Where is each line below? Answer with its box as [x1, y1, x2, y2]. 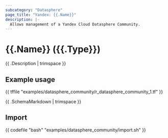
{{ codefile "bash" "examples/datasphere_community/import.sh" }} [5, 127, 147, 133]
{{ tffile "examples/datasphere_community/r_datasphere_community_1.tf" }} [5, 89, 163, 95]
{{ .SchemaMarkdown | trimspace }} [5, 99, 82, 104]
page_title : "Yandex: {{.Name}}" [5, 12, 77, 17]
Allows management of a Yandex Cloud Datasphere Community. [10, 21, 140, 27]
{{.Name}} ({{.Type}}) [5, 44, 101, 55]
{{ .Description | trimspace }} [5, 61, 66, 67]
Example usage [5, 75, 55, 84]
